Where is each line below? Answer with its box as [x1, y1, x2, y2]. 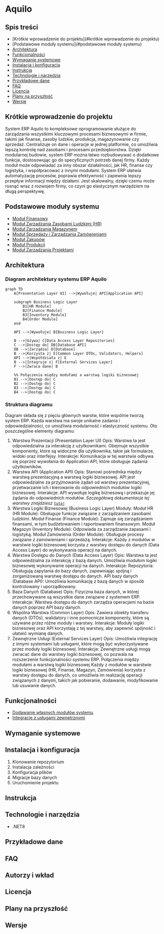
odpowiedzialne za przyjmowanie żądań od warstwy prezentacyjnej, [12, 479, 150, 485]
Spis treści [5, 23, 38, 31]
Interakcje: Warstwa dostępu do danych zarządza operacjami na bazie [12, 599, 154, 605]
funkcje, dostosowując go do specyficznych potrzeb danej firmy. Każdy [5, 157, 150, 163]
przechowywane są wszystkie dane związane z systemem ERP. [12, 594, 141, 599]
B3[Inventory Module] [23, 312, 67, 317]
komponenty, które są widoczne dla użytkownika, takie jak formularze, [12, 448, 154, 454]
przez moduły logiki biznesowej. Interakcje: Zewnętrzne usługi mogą [12, 646, 151, 652]
